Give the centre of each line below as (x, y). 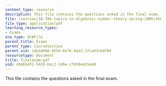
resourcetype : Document (30, 55)
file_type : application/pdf (34, 23)
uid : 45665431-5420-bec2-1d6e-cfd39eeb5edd (51, 64)
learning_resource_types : (32, 28)
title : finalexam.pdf (27, 60)
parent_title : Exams (26, 42)
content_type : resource (30, 10)
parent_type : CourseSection (34, 46)
